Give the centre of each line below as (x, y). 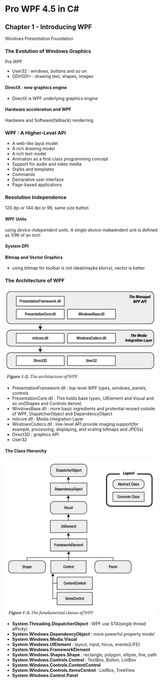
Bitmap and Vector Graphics (34, 257)
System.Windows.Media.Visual (44, 639)
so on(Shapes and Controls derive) (47, 403)
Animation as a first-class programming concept (60, 159)
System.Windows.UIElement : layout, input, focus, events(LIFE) (76, 644)
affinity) (20, 629)
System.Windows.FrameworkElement (51, 649)
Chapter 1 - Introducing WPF (49, 27)
